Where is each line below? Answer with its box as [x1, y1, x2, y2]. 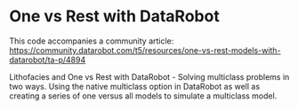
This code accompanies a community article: [9, 35, 174, 46]
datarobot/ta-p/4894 [9, 54, 86, 65]
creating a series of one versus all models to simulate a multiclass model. [9, 90, 278, 101]
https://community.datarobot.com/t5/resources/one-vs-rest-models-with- [9, 44, 282, 55]
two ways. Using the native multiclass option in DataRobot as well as [9, 81, 261, 91]
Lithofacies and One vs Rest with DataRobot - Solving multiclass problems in [9, 71, 290, 82]
